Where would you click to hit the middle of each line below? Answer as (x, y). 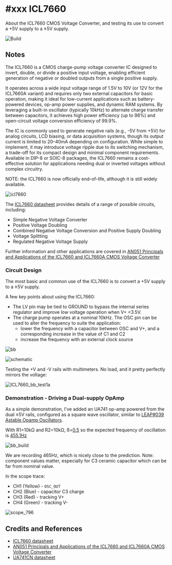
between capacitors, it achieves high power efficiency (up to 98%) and (80, 115)
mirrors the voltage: (26, 375)
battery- (146, 99)
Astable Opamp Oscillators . (34, 420)
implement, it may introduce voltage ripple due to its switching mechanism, (85, 147)
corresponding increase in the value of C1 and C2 (73, 334)
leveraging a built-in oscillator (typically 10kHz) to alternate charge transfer (85, 110)
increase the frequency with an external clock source (77, 340)
